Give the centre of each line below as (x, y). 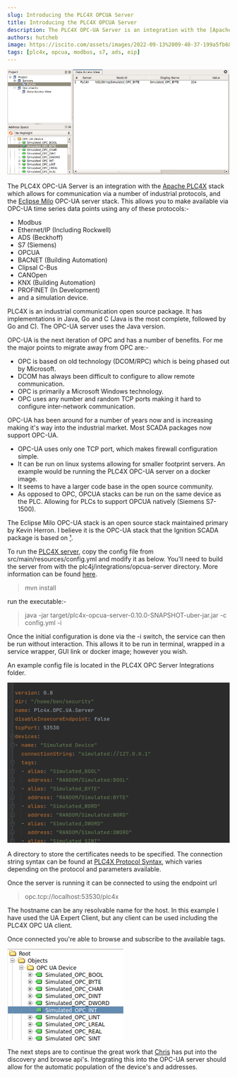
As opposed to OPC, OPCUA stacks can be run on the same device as (119, 494)
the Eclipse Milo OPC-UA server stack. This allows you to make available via (118, 201)
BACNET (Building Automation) (62, 260)
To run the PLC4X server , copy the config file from (80, 551)
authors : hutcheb (33, 38)
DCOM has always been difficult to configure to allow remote (106, 376)
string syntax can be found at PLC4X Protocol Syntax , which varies (105, 861)
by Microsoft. (37, 369)
